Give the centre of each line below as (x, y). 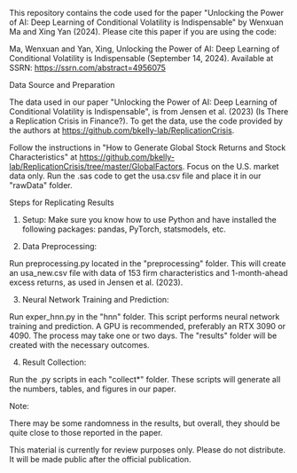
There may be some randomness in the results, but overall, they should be (145, 423)
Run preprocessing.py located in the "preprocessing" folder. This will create (148, 264)
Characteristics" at (43, 157)
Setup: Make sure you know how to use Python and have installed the (149, 220)
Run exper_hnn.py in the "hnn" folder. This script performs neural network (145, 317)
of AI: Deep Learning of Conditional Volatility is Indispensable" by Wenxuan (146, 22)
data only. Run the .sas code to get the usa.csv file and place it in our (135, 176)
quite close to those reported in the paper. (86, 433)
